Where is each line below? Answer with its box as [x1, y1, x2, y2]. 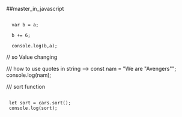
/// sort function [6, 83, 46, 90]
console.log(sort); [8, 105, 58, 111]
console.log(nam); [6, 71, 52, 79]
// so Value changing [6, 53, 58, 61]
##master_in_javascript [6, 5, 64, 12]
